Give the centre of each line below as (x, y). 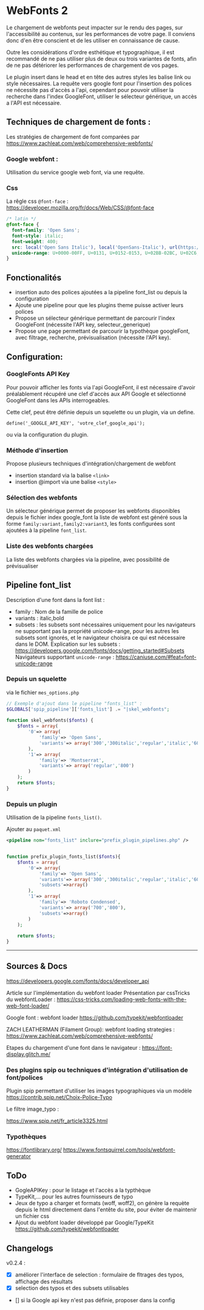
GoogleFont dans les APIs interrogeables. (58, 400)
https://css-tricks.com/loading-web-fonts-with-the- (122, 999)
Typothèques (26, 1137)
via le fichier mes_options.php (43, 692)
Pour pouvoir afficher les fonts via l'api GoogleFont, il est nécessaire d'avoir (101, 387)
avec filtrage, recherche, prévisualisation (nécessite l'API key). (93, 338)
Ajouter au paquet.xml (34, 829)
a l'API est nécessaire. (34, 103)
